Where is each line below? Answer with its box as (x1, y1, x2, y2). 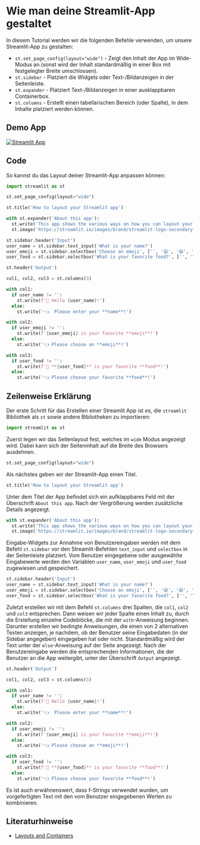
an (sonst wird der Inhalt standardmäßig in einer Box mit (33, 61, 171, 68)
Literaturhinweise (6, 816, 73, 826)
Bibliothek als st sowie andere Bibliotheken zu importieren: (6, 413, 151, 420)
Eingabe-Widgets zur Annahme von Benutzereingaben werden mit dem (6, 539, 181, 546)
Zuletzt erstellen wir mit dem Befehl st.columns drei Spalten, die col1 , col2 (6, 603, 189, 610)
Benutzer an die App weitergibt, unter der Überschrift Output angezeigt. (6, 654, 182, 661)
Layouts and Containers (14, 832, 73, 840)
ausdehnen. (6, 448, 36, 455)
